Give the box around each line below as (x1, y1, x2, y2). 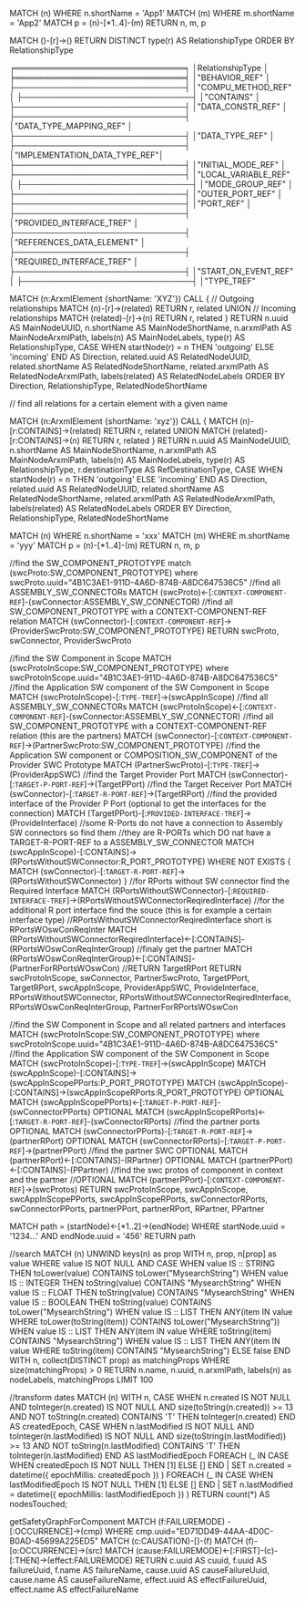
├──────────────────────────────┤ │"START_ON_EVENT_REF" (9, 266, 294, 276)
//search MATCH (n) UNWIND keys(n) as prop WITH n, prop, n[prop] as (9, 1248, 278, 1259)
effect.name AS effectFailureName (9, 1584, 139, 1595)
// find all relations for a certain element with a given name (9, 398, 229, 408)
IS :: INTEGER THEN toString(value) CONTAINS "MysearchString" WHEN (9, 1277, 282, 1288)
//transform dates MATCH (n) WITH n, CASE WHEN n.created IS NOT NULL (9, 1392, 291, 1402)
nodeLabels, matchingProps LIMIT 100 (9, 1374, 154, 1385)
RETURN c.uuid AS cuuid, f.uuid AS (135, 1555, 267, 1566)
